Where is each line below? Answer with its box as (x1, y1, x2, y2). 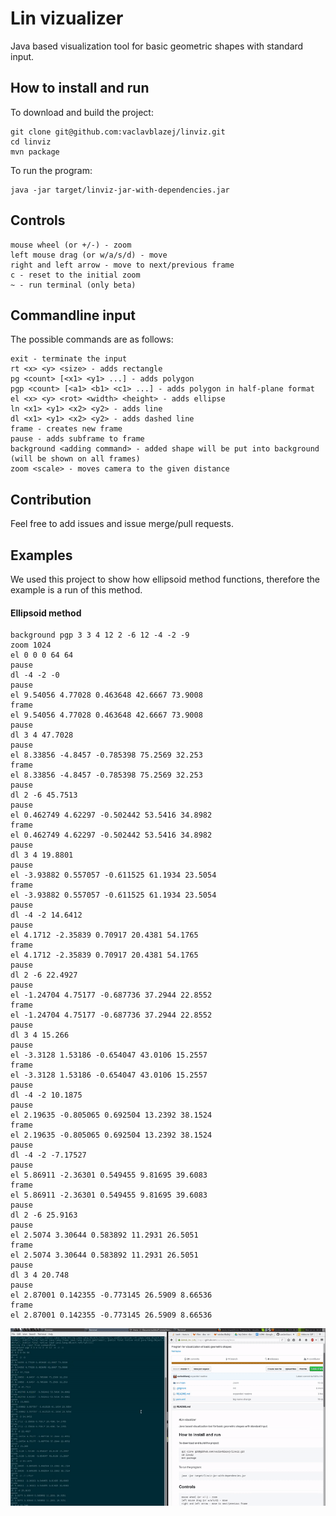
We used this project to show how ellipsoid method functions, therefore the (10, 573, 321, 585)
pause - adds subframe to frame (10, 434, 145, 444)
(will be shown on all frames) (10, 454, 141, 464)
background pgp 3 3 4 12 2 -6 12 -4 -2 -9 (10, 630, 190, 641)
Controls (10, 212, 66, 229)
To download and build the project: (10, 106, 154, 118)
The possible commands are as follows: (10, 333, 174, 346)
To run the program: (10, 164, 93, 176)
